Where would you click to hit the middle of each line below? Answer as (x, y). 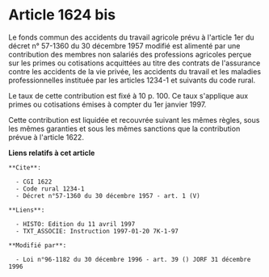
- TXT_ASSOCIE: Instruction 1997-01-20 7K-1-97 (97, 231)
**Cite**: (25, 167)
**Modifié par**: (38, 245)
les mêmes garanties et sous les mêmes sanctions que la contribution (124, 128)
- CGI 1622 (34, 182)
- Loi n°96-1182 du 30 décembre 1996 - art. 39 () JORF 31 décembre (133, 259)
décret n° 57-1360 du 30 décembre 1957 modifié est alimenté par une (124, 45)
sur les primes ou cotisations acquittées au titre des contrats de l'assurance (134, 63)
